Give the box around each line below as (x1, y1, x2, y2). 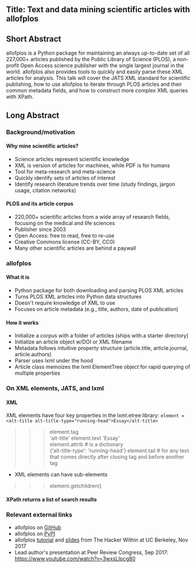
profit (6, 62, 19, 69)
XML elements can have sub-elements (14, 471, 108, 478)
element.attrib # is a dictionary (49, 441, 123, 448)
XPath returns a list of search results (6, 496, 97, 503)
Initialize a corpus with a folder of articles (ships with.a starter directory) (14, 332, 189, 339)
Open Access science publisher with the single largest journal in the (20, 62, 184, 69)
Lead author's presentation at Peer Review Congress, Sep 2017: (14, 549, 169, 556)
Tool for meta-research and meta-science (14, 168, 116, 175)
